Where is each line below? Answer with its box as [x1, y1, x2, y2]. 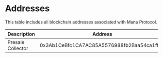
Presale [7, 39, 25, 45]
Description [7, 30, 35, 37]
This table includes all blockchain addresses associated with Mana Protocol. [5, 19, 158, 25]
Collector [7, 45, 29, 52]
